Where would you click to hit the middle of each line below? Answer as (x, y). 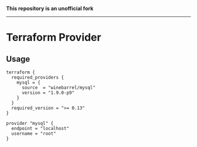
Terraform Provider (54, 38)
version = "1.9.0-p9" (48, 93)
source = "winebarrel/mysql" (58, 87)
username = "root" (34, 134)
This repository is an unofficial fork (50, 8)
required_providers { (38, 78)
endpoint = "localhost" (40, 128)
